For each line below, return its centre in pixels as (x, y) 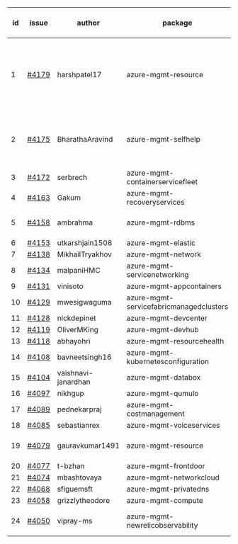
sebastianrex (79, 425)
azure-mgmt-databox (164, 377)
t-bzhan (71, 466)
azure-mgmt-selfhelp (163, 139)
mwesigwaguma (84, 302)
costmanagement (156, 414)
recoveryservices (155, 202)
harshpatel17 (79, 75)
